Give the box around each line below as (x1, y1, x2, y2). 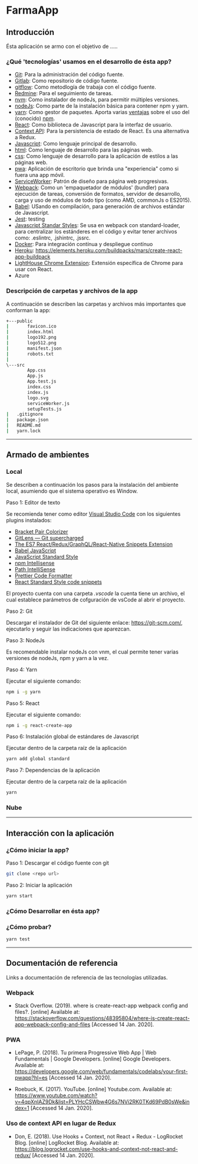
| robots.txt (6, 351, 54, 357)
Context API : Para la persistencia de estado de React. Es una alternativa (14, 128, 190, 135)
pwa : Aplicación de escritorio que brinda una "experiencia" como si (14, 165, 179, 172)
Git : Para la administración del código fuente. (14, 71, 124, 78)
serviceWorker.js (27, 400, 70, 406)
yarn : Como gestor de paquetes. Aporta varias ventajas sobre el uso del (14, 109, 190, 116)
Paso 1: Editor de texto (6, 499, 61, 506)
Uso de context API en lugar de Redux (6, 1119, 116, 1127)
